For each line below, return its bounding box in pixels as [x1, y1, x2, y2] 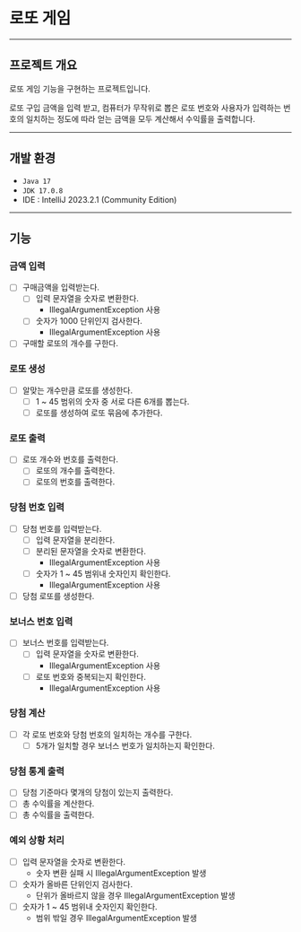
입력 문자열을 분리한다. [35, 535, 116, 545]
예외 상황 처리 [9, 834, 65, 847]
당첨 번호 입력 [9, 501, 65, 514]
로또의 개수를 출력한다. [35, 466, 116, 476]
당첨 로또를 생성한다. [21, 591, 95, 602]
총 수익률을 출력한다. [21, 809, 95, 821]
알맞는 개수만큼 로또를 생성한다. [21, 385, 133, 396]
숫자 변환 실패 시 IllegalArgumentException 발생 [35, 867, 207, 878]
